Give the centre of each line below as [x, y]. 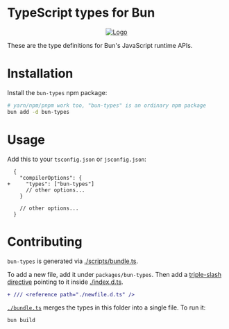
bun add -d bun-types [39, 112]
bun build [22, 321]
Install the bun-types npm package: [57, 92]
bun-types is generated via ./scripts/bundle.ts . [73, 261]
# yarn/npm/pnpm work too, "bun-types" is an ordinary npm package [107, 106]
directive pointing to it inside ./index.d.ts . [65, 282]
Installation [40, 74]
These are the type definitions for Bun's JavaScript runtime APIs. [100, 45]
